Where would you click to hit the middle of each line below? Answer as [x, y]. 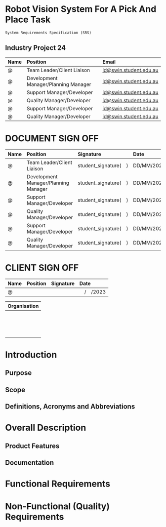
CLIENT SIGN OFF [42, 267]
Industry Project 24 [36, 48]
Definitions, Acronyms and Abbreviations [70, 406]
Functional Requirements [58, 484]
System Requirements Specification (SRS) [48, 33]
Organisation [23, 306]
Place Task [28, 20]
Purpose [19, 373]
